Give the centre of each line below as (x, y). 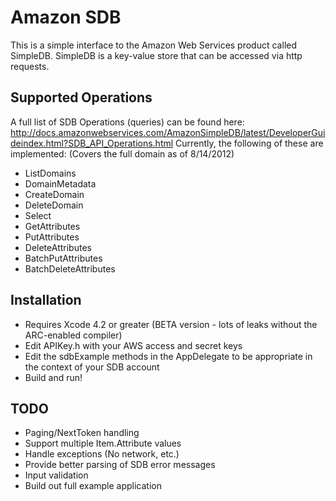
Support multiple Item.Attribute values (103, 443)
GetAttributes (52, 226)
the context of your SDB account (92, 367)
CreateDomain (54, 194)
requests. (30, 66)
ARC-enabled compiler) (73, 335)
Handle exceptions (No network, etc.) (102, 454)
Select (38, 215)
